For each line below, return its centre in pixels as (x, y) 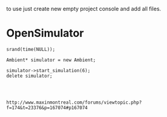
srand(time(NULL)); (31, 49)
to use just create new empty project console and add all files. (84, 9)
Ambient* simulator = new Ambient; (51, 60)
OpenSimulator (45, 33)
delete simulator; (29, 76)
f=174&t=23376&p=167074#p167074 (47, 108)
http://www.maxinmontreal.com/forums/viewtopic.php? (74, 102)
